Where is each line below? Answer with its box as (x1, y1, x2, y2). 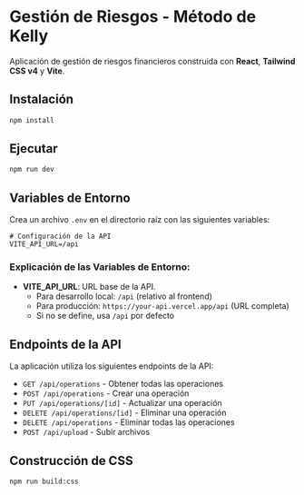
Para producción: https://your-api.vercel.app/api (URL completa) (35, 301, 290, 312)
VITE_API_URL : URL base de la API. (22, 282, 156, 292)
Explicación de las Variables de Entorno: (9, 261, 191, 273)
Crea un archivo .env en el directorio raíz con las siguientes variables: (9, 214, 270, 225)
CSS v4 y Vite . (9, 65, 65, 76)
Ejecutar (9, 141, 58, 156)
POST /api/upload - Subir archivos (22, 427, 151, 438)
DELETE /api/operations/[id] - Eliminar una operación (22, 407, 227, 419)
